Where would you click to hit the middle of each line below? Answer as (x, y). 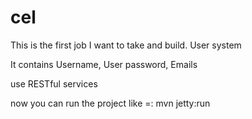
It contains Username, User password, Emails (104, 64)
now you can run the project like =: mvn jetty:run (110, 103)
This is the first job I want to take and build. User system (126, 45)
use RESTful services (54, 83)
